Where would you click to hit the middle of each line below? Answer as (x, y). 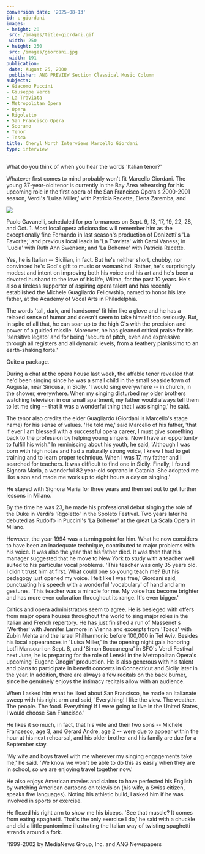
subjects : (19, 80)
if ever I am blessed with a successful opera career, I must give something (100, 431)
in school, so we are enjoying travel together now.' (69, 769)
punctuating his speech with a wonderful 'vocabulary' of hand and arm (96, 584)
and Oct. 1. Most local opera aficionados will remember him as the (89, 228)
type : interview (27, 149)
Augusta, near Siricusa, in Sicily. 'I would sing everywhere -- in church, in (99, 386)
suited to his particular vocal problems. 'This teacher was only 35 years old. (102, 565)
